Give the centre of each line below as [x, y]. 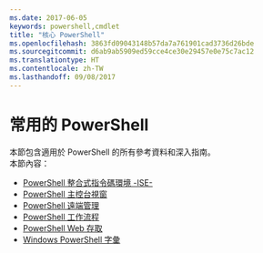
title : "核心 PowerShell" [57, 35]
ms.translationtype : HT [55, 60]
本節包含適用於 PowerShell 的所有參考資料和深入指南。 [112, 152]
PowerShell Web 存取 [62, 228]
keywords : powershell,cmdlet [65, 26]
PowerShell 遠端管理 [61, 205]
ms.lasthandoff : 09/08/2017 [63, 77]
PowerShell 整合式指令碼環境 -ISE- [87, 182]
